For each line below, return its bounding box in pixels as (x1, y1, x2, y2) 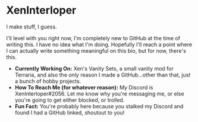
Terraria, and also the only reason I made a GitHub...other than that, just (14, 71, 191, 78)
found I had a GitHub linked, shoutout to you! (14, 109, 125, 116)
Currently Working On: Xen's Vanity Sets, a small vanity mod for (14, 65, 174, 72)
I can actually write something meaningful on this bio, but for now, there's (6, 47, 186, 54)
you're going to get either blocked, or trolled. (14, 96, 125, 104)
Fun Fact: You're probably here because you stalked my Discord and (14, 102, 184, 110)
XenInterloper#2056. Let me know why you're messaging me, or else (14, 90, 184, 97)
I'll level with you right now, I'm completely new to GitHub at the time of (6, 34, 180, 41)
